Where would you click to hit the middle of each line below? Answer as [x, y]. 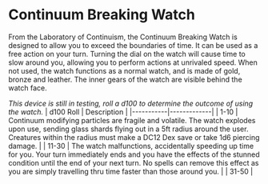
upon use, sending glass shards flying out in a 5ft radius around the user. [128, 129]
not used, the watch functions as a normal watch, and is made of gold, [124, 70]
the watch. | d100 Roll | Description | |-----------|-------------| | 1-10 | [123, 112]
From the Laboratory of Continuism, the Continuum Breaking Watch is [123, 37]
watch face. [28, 88]
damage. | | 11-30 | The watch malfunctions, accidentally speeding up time [131, 146]
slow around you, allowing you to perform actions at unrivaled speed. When [133, 62]
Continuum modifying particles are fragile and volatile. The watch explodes [132, 120]
